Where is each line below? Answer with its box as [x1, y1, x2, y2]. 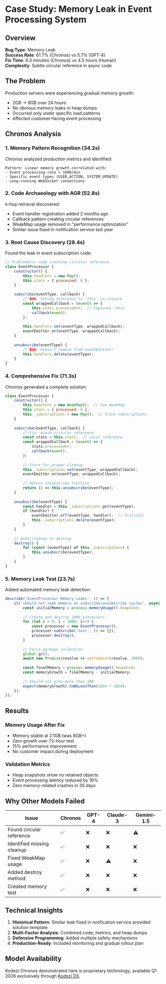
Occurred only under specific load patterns [12, 110, 100, 116]
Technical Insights [5, 906, 63, 914]
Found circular [7, 826, 41, 833]
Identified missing [7, 840, 49, 847]
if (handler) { [23, 508, 54, 513]
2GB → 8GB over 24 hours [12, 99, 67, 105]
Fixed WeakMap [7, 855, 45, 862]
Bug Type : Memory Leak [5, 47, 56, 52]
